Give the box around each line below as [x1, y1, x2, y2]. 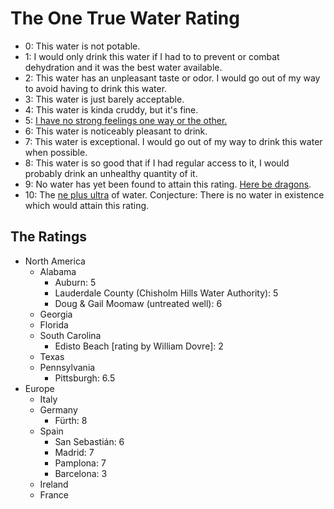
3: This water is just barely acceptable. [24, 93, 185, 105]
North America [24, 255, 86, 267]
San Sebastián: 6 [54, 435, 125, 447]
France [39, 488, 70, 501]
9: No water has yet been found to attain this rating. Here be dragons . [24, 178, 312, 190]
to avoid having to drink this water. [24, 82, 168, 94]
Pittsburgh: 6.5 [54, 372, 116, 384]
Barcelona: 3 [54, 467, 108, 479]
